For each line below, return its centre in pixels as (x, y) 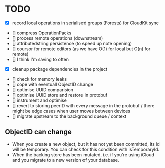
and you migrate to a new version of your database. (65, 160)
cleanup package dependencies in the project (60, 69)
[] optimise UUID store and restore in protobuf (60, 95)
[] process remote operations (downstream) (57, 38)
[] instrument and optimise (39, 100)
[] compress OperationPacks (42, 33)
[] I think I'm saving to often (40, 59)
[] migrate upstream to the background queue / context (69, 116)
